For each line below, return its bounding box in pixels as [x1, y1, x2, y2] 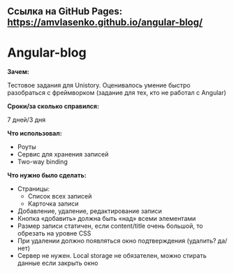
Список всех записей [27, 192, 92, 201]
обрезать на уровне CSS [17, 229, 92, 238]
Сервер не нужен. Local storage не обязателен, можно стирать [17, 252, 207, 260]
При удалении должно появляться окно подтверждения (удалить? [17, 237, 217, 245]
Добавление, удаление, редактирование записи [17, 207, 162, 215]
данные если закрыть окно [17, 259, 98, 268]
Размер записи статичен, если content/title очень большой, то [17, 222, 203, 230]
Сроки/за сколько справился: [7, 102, 100, 110]
